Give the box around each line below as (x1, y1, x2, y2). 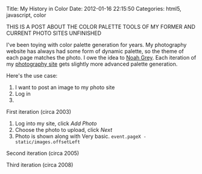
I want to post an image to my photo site (14, 84, 115, 91)
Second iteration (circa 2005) (6, 150, 80, 157)
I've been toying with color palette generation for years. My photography (6, 42, 187, 48)
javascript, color (6, 11, 46, 19)
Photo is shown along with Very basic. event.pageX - (14, 132, 147, 140)
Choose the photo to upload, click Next (14, 126, 113, 133)
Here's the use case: (6, 72, 58, 79)
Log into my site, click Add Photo (14, 120, 97, 127)
